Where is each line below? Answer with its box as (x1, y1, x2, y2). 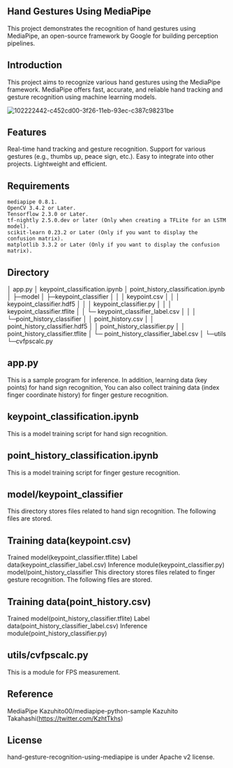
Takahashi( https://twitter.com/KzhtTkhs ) (7, 714, 123, 723)
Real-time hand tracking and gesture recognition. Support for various (7, 145, 206, 153)
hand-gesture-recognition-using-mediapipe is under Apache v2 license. (7, 753, 215, 761)
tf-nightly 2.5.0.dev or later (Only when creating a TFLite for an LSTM (7, 217, 227, 224)
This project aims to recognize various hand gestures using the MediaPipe (7, 78, 221, 86)
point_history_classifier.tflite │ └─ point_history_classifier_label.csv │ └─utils (7, 330, 227, 338)
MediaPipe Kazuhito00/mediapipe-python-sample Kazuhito (7, 707, 179, 715)
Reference (7, 688, 54, 700)
